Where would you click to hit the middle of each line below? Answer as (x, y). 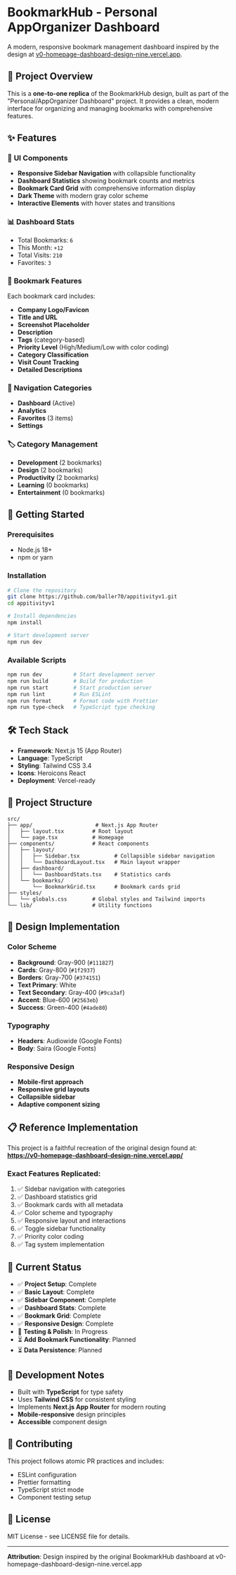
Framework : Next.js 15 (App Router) (70, 751)
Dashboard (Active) (46, 403)
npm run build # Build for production (75, 681)
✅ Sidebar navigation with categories (71, 1189)
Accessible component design (62, 1421)
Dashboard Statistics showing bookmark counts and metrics (106, 181)
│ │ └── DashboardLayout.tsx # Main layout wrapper (94, 862)
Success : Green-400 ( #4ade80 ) (62, 1007)
